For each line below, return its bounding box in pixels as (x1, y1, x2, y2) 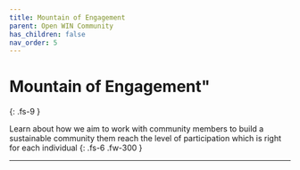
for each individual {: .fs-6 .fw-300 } (9, 142, 143, 153)
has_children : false (9, 30, 87, 38)
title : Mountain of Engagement (9, 13, 126, 22)
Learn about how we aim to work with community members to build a (9, 123, 264, 134)
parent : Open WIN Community (9, 21, 114, 30)
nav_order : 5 (9, 38, 58, 47)
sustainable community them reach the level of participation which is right (9, 133, 282, 144)
